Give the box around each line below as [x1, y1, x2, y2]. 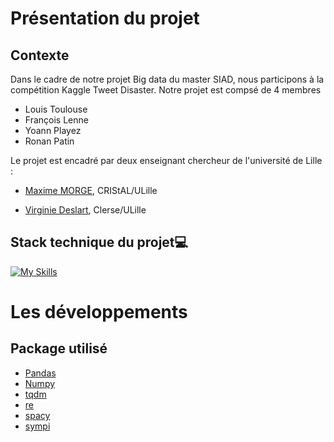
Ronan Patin [24, 135, 75, 147]
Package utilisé [10, 340, 108, 357]
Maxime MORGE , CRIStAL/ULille [24, 185, 158, 196]
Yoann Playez [24, 125, 82, 136]
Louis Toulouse [24, 103, 88, 115]
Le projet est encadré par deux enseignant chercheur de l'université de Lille [10, 155, 323, 166]
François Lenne [24, 114, 89, 126]
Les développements [10, 301, 188, 323]
